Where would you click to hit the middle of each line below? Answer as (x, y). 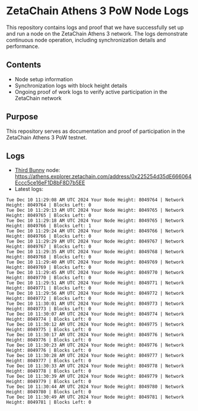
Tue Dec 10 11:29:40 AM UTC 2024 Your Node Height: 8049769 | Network (95, 262)
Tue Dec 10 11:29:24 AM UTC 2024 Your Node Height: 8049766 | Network (95, 231)
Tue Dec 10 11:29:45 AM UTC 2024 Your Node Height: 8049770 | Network (95, 273)
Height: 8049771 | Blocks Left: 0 (49, 288)
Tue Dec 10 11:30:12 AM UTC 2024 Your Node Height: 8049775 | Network (95, 324)
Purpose (22, 117)
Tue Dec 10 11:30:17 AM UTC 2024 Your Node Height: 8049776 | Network (95, 335)
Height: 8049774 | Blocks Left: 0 (49, 319)
